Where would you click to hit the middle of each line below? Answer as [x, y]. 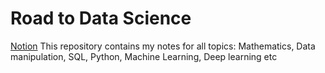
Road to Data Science [101, 18]
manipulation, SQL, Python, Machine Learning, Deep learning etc [144, 56]
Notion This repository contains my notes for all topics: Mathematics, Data [163, 46]
